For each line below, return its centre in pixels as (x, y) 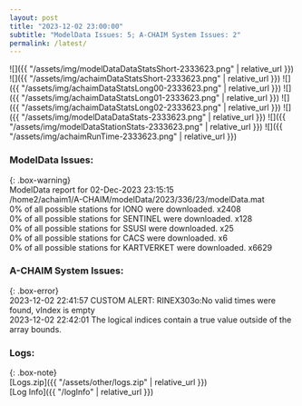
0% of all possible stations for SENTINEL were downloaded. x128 (131, 218)
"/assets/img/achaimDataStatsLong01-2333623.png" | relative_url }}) (150, 98)
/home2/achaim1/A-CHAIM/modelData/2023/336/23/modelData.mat (137, 199)
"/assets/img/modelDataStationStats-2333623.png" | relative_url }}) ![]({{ (146, 127)
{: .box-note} (33, 372)
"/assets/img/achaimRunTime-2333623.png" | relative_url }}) (123, 136)
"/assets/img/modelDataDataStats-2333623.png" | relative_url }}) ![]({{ (154, 117)
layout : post (34, 18)
